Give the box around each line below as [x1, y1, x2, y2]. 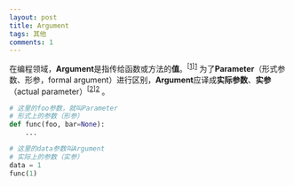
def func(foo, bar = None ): [9, 120, 105, 129]
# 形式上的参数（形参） [9, 112, 84, 120]
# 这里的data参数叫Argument [9, 144, 105, 153]
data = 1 [9, 160, 42, 169]
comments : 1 [9, 37, 53, 47]
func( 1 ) [9, 169, 38, 178]
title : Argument [9, 21, 69, 30]
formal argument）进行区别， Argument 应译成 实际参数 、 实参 [47, 74, 272, 85]
